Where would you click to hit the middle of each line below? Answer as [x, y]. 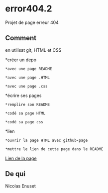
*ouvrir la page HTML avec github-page [47, 140]
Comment [21, 38]
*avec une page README [29, 69]
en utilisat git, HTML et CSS [33, 50]
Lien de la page [21, 158]
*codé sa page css [24, 122]
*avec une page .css [27, 86]
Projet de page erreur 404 [32, 22]
